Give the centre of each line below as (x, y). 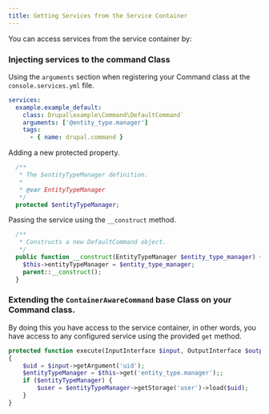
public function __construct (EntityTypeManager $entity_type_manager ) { (139, 258)
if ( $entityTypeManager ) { (68, 381)
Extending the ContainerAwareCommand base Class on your (120, 300)
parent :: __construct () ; (62, 272)
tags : (32, 130)
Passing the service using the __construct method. (92, 220)
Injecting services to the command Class (89, 59)
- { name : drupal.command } (76, 137)
